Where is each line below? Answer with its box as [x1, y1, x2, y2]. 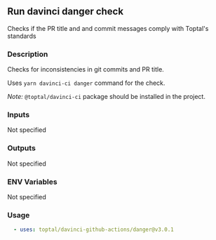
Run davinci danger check [7, 6, 124, 18]
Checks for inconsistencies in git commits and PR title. [7, 65, 165, 74]
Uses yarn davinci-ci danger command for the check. [7, 79, 166, 87]
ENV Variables [7, 177, 58, 187]
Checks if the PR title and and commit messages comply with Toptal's [7, 24, 209, 32]
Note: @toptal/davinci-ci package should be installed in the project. [7, 93, 205, 101]
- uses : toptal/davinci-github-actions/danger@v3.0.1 [13, 226, 174, 234]
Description [7, 49, 48, 59]
